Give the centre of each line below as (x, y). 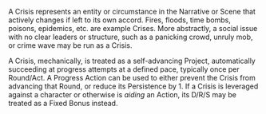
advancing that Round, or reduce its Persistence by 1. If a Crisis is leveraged (133, 86)
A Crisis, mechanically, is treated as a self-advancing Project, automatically (132, 61)
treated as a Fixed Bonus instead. (63, 103)
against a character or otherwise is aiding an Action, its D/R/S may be (123, 94)
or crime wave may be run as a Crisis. (70, 45)
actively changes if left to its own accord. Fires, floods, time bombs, (120, 20)
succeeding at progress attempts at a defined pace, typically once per (124, 69)
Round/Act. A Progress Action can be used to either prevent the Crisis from (132, 78)
